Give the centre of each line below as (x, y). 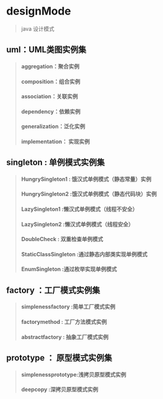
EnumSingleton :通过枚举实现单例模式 (69, 269)
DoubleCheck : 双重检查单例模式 (62, 239)
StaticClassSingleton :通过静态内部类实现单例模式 (84, 254)
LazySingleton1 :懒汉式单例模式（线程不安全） (79, 209)
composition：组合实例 (51, 81)
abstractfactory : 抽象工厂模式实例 (65, 337)
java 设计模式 (38, 29)
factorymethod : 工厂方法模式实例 (64, 322)
